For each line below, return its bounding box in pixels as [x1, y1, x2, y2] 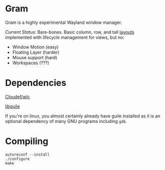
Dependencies [5, 78, 66, 88]
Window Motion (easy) [12, 44, 59, 50]
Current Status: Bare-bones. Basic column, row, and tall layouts [5, 29, 135, 35]
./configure [5, 156, 30, 162]
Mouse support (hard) [12, 54, 57, 60]
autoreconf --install [5, 152, 50, 157]
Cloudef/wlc [5, 93, 30, 99]
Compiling [5, 136, 49, 147]
